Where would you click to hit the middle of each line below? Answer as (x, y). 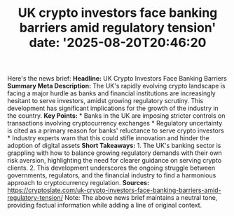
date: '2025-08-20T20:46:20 (118, 43)
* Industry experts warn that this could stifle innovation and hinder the (108, 138)
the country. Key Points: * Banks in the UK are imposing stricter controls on (116, 116)
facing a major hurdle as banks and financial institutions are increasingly (111, 93)
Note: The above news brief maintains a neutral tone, (141, 198)
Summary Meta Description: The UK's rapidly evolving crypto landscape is (116, 86)
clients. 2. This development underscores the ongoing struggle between (111, 168)
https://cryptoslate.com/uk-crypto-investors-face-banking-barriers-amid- (115, 190)
